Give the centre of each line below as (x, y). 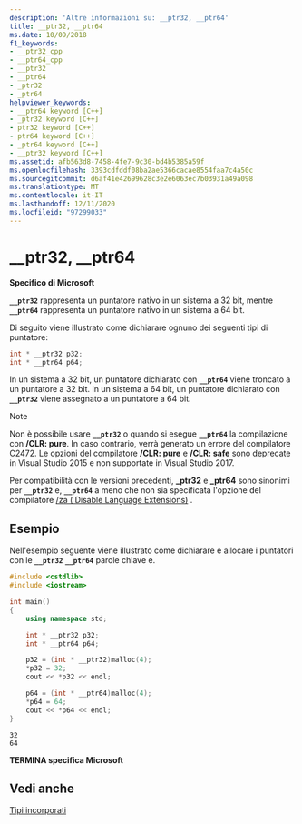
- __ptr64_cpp (36, 60)
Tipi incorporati (38, 810)
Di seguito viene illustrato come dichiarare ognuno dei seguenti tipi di (139, 327)
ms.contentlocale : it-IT (56, 196)
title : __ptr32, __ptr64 (56, 26)
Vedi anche (42, 788)
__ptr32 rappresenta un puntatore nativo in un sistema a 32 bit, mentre (141, 300)
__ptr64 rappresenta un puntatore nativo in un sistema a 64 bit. (127, 309)
